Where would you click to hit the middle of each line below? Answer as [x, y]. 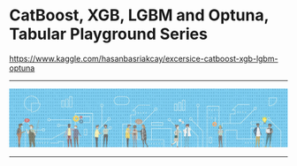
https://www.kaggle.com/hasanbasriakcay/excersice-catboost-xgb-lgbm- [144, 58]
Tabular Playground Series [108, 34]
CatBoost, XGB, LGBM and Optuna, [139, 15]
